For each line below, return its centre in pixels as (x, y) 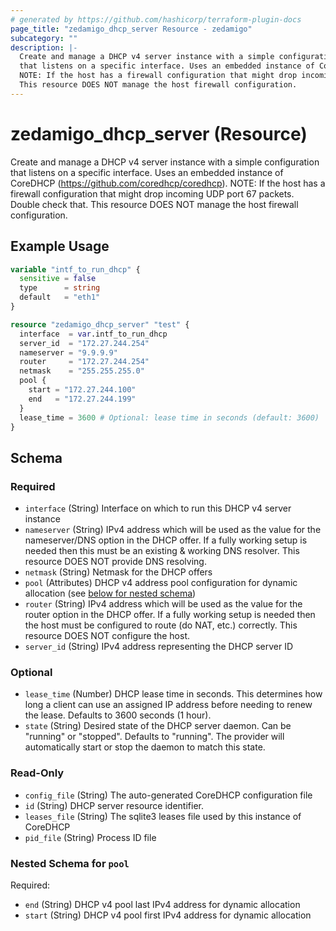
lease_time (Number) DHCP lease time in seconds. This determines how (173, 694)
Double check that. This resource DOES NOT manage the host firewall (154, 204)
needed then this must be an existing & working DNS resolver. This (162, 551)
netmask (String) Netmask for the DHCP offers (118, 572)
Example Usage (60, 246)
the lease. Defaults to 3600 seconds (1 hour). (118, 715)
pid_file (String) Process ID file (90, 837)
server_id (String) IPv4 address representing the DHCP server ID (159, 647)
